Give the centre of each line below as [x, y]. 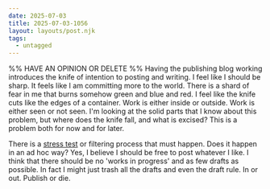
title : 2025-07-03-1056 [48, 23]
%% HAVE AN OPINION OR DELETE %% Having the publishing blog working [135, 68]
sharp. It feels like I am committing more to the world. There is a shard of [129, 86]
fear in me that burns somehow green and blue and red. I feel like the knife [132, 94]
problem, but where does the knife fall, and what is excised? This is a [123, 120]
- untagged [34, 46]
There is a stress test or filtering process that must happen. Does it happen [133, 144]
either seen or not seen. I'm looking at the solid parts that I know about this [133, 111]
